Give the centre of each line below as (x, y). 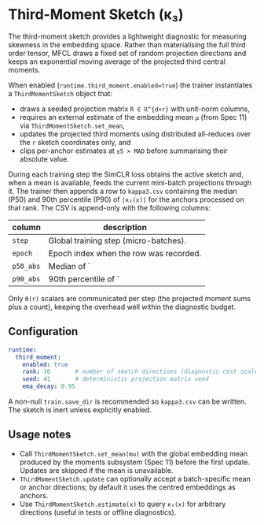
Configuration (43, 331)
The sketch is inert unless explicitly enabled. (80, 410)
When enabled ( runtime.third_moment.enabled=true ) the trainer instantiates (130, 85)
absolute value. (44, 158)
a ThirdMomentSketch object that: (60, 93)
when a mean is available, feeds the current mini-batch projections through (130, 182)
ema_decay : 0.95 (49, 387)
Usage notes (40, 435)
